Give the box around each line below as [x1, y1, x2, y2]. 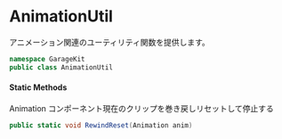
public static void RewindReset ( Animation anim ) [9, 120, 193, 130]
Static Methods [9, 82, 68, 93]
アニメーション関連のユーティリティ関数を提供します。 [9, 37, 211, 47]
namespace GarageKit [9, 54, 86, 63]
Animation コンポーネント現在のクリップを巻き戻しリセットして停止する [9, 102, 274, 113]
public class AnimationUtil [9, 62, 114, 72]
